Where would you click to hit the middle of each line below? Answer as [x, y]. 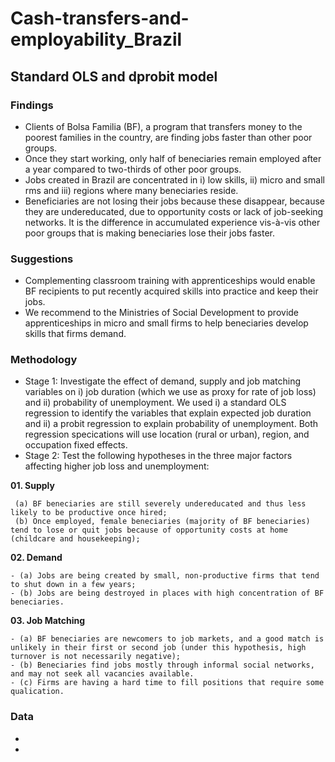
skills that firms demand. [75, 334]
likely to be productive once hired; [89, 513]
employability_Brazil [96, 39]
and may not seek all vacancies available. [102, 674]
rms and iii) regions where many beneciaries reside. [131, 190]
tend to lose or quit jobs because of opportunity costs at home [149, 530]
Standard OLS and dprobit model [114, 76]
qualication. [37, 692]
